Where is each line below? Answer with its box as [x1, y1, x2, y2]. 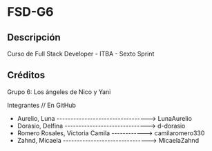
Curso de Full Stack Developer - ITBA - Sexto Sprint [7, 49, 155, 58]
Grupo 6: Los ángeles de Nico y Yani [7, 87, 111, 96]
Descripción [7, 32, 61, 43]
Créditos [7, 69, 46, 81]
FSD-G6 [7, 4, 54, 20]
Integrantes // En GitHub [7, 101, 76, 109]
